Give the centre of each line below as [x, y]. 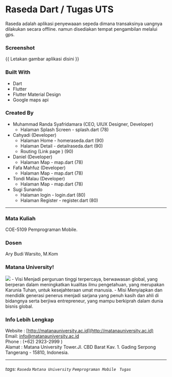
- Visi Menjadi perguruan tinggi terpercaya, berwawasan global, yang [84, 279]
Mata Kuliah [20, 218]
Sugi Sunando [27, 189]
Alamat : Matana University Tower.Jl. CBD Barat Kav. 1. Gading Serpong [81, 347]
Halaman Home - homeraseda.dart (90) [62, 140]
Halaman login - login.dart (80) [53, 195]
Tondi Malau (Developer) [39, 178]
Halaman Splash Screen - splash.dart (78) [64, 130]
